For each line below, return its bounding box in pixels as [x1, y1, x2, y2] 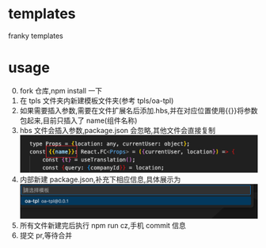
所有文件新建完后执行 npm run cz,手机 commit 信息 [19, 221, 186, 231]
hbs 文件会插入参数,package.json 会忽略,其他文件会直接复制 [19, 125, 216, 135]
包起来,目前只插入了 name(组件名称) [19, 116, 138, 125]
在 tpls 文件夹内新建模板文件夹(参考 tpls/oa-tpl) [19, 96, 174, 105]
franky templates [8, 31, 63, 40]
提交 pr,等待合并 [19, 231, 73, 240]
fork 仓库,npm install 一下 [19, 86, 103, 95]
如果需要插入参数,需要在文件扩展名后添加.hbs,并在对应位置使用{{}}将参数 [19, 105, 259, 115]
